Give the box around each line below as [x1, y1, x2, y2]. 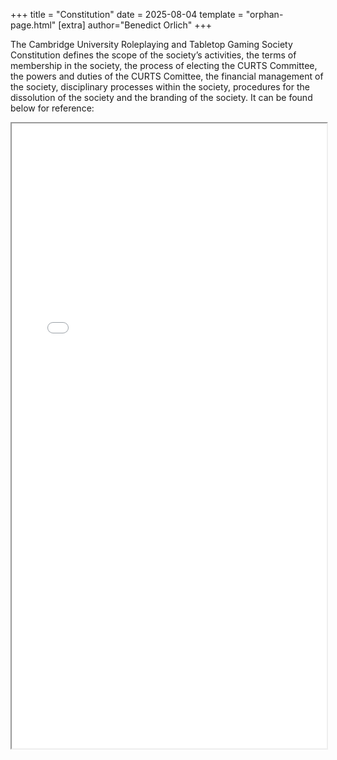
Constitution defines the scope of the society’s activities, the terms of [10, 49, 297, 61]
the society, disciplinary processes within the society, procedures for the [10, 81, 310, 93]
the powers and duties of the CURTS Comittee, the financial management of [10, 70, 324, 82]
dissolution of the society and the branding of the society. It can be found [10, 92, 313, 103]
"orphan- [245, 9, 284, 20]
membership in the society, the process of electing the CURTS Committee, [10, 60, 318, 71]
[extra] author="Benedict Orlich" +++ [58, 19, 212, 31]
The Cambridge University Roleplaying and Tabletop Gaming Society [10, 39, 293, 50]
